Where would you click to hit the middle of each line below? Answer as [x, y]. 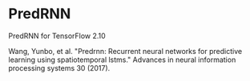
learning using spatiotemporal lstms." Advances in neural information [122, 60]
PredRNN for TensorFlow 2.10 [57, 36]
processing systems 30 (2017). [59, 67]
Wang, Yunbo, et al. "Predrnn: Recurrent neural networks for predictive [125, 51]
